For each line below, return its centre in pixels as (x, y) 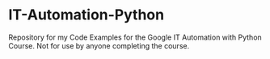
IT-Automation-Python (86, 15)
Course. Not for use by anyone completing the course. (99, 45)
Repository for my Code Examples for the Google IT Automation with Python (135, 37)
